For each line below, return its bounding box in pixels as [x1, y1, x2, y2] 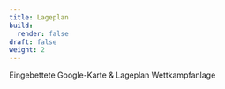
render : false [17, 29, 69, 38]
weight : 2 [9, 46, 46, 55]
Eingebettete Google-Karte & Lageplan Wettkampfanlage [9, 70, 216, 80]
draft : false [9, 37, 57, 47]
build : [9, 21, 34, 30]
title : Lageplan [9, 12, 69, 22]
